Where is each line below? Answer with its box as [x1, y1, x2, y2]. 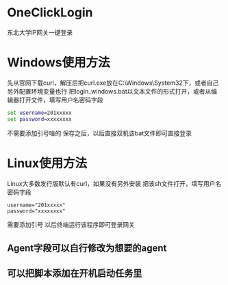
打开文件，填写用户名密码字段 [18, 96, 103, 104]
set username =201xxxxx [7, 109, 72, 116]
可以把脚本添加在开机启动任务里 [7, 268, 142, 280]
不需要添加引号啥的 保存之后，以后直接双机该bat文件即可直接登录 [7, 128, 192, 137]
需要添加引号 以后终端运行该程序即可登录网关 [7, 220, 135, 228]
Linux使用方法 [7, 155, 88, 171]
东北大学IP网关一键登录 [7, 28, 73, 36]
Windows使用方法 [7, 55, 110, 70]
